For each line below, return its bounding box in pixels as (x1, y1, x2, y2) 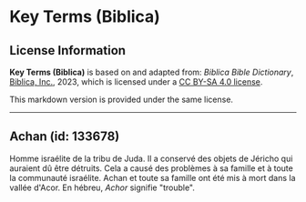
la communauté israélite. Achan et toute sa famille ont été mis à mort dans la (9, 172, 296, 183)
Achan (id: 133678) (9, 129, 120, 145)
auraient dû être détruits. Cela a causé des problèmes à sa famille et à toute (9, 162, 293, 174)
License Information (9, 43, 126, 58)
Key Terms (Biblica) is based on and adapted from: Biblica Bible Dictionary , (9, 66, 294, 77)
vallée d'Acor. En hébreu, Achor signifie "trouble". (9, 182, 196, 193)
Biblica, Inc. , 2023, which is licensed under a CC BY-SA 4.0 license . (9, 76, 263, 87)
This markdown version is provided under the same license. (9, 94, 234, 105)
